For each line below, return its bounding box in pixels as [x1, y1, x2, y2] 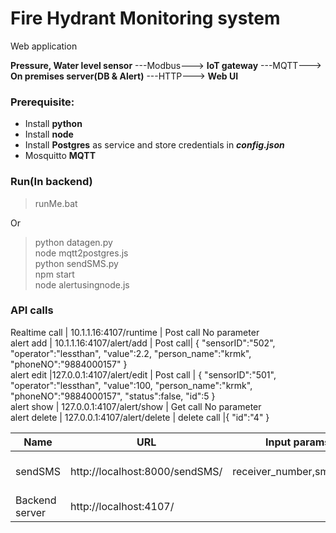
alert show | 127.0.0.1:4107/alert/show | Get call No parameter [10, 400, 262, 412]
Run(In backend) [10, 175, 93, 189]
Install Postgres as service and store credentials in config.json [24, 139, 285, 151]
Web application [10, 40, 78, 52]
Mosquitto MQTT [24, 150, 96, 162]
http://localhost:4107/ [70, 499, 175, 513]
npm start [34, 268, 75, 280]
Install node [24, 128, 74, 141]
